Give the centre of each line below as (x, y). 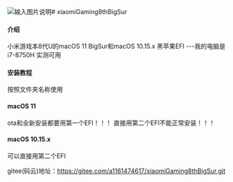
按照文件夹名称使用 (35, 90)
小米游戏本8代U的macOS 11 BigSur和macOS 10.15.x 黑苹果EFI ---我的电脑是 (116, 47)
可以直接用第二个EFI (37, 156)
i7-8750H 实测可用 (34, 55)
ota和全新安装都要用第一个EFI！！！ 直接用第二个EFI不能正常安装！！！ (111, 123)
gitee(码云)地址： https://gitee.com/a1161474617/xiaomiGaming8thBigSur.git (116, 171)
